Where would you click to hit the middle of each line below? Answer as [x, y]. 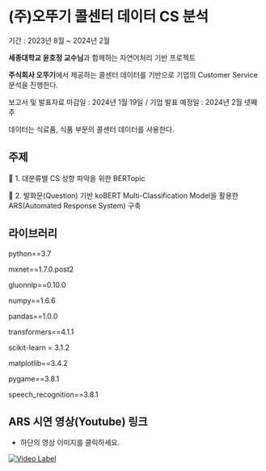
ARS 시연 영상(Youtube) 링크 [78, 421]
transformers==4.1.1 [41, 331]
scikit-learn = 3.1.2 [39, 347]
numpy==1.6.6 [32, 301]
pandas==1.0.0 [33, 316]
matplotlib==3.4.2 [38, 363]
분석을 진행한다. [34, 85]
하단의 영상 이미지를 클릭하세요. [70, 443]
